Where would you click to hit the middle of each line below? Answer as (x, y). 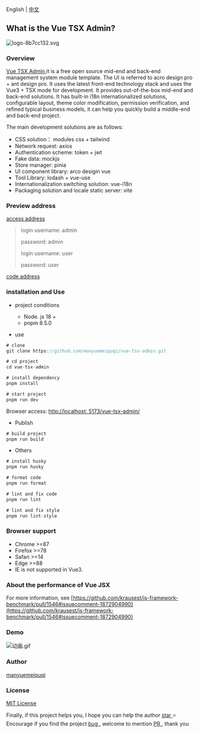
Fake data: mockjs (37, 159)
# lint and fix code (32, 494)
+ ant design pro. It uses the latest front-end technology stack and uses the (99, 84)
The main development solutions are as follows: (65, 127)
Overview (21, 58)
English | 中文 (23, 9)
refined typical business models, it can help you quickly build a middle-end (98, 109)
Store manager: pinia (41, 165)
